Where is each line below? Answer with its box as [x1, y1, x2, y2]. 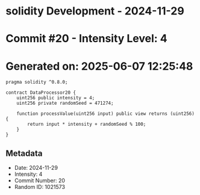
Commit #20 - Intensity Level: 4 [5, 32, 167, 46]
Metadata [5, 148, 43, 158]
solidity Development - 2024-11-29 [5, 4, 184, 18]
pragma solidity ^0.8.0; [5, 79, 68, 85]
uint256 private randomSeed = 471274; [16, 101, 114, 107]
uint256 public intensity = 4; [16, 95, 95, 101]
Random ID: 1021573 [14, 184, 66, 191]
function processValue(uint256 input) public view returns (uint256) [16, 111, 195, 117]
